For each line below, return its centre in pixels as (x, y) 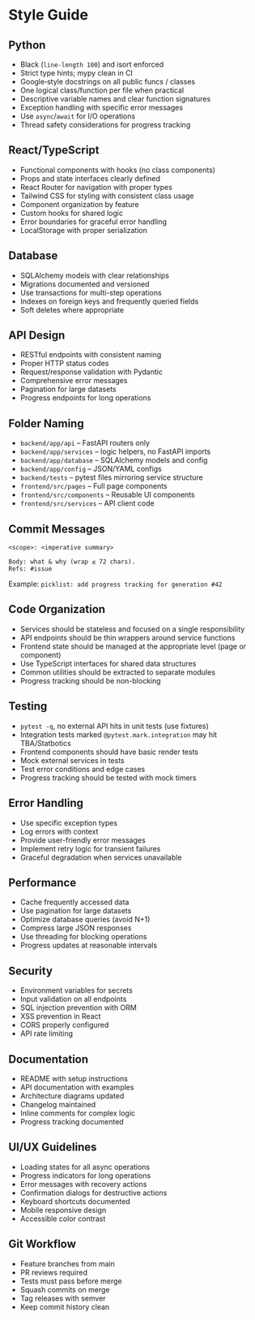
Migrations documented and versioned (85, 284)
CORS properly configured (64, 1025)
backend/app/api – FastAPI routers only (85, 443)
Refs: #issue (30, 569)
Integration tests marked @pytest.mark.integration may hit (118, 734)
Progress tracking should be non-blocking (90, 680)
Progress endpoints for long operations (85, 398)
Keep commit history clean (65, 1307)
